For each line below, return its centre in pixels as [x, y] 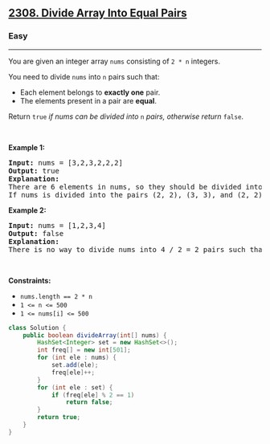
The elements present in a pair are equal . [88, 100]
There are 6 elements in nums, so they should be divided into [135, 187]
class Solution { [37, 328]
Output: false [36, 233]
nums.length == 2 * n [56, 296]
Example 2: [27, 210]
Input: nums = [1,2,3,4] [57, 225]
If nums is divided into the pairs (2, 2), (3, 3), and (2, [129, 195]
